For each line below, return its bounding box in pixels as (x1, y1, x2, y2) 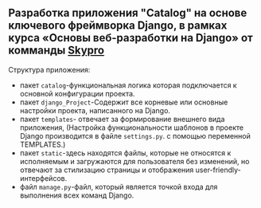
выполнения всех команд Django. (19, 190, 134, 200)
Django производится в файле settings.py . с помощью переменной (19, 131, 251, 140)
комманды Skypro (8, 44, 105, 57)
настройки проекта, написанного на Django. (19, 105, 171, 115)
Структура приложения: (8, 65, 91, 74)
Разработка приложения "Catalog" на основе (8, 6, 247, 20)
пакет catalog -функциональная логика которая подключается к (19, 80, 237, 90)
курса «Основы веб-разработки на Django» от (8, 31, 253, 45)
